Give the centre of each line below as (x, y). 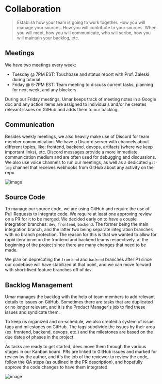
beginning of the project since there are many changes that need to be (76, 245)
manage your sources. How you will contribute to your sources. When (87, 27)
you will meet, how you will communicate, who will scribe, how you (84, 33)
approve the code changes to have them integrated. (57, 367)
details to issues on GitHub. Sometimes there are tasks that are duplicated (79, 302)
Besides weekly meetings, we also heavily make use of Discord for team (77, 136)
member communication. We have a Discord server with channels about (77, 141)
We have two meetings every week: (41, 65)
